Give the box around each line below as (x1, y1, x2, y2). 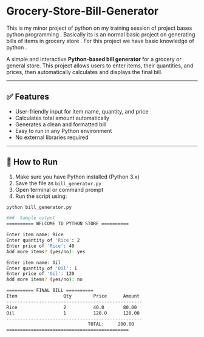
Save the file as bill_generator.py (15, 179, 102, 186)
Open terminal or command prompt (15, 186, 104, 193)
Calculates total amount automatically (15, 114, 109, 121)
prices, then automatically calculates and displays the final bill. (6, 68, 163, 75)
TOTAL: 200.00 (87, 321, 135, 327)
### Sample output (6, 215, 56, 221)
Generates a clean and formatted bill (15, 120, 107, 128)
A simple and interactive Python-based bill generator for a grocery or (6, 55, 182, 63)
